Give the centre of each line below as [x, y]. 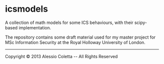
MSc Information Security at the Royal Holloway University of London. [75, 42]
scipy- [141, 22]
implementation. [35, 27]
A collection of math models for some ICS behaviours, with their [69, 22]
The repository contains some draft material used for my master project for [80, 37]
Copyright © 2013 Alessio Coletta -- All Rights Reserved [61, 56]
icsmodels [27, 9]
